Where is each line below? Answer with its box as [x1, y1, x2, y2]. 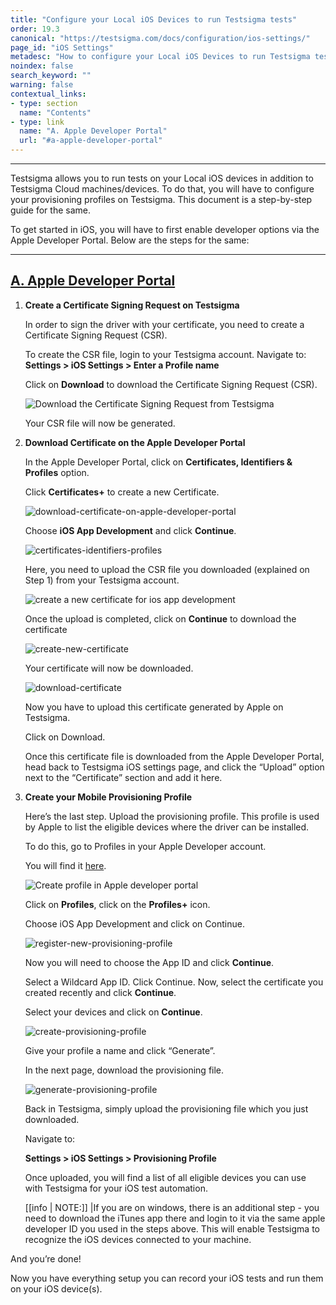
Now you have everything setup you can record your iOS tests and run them [10, 1272, 324, 1284]
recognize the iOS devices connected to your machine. [24, 1233, 252, 1245]
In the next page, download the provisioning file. [24, 1064, 225, 1076]
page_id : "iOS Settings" [10, 42, 114, 53]
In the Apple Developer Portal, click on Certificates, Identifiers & [24, 456, 293, 468]
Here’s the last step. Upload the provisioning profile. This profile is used [24, 810, 320, 822]
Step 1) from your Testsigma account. [24, 574, 180, 586]
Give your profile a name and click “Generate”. [24, 1044, 216, 1056]
